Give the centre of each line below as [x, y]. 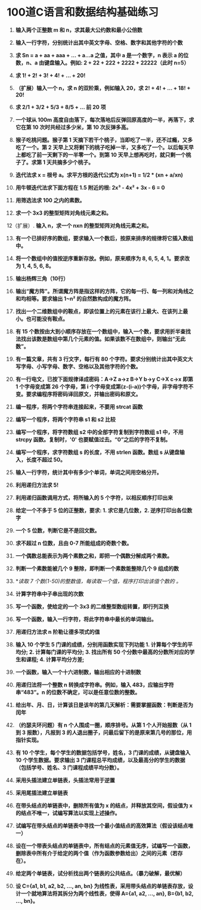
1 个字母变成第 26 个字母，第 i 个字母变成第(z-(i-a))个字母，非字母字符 [102, 386]
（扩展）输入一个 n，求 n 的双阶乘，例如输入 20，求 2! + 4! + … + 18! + [103, 88]
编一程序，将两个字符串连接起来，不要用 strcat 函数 [79, 407]
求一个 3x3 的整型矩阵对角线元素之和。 [64, 213]
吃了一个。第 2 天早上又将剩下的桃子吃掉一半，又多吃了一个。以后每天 [102, 147]
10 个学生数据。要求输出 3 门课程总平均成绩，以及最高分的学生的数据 [100, 760]
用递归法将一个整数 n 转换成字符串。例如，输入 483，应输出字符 [95, 685]
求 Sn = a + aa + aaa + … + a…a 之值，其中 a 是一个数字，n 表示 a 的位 [102, 55]
